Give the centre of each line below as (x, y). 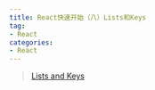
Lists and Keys (57, 76)
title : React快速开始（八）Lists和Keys (78, 17)
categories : (31, 42)
